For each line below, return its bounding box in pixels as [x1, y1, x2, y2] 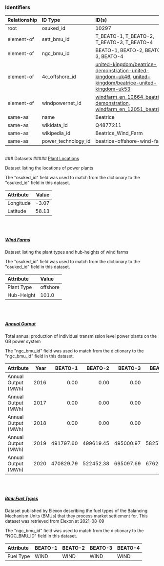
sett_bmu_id [41, 36, 70, 43]
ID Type [41, 17, 61, 24]
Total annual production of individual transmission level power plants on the [5, 333, 157, 339]
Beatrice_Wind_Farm [95, 130, 143, 136]
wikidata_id [41, 122, 68, 129]
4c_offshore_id [41, 73, 77, 80]
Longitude [7, 200, 31, 207]
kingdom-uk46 [95, 73, 131, 80]
